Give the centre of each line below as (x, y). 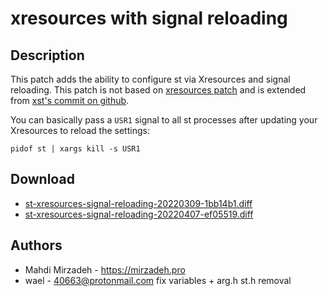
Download (42, 179)
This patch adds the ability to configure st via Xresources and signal (150, 79)
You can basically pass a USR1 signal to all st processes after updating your (164, 120)
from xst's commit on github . (70, 100)
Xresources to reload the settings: (80, 130)
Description (47, 55)
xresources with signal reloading (149, 18)
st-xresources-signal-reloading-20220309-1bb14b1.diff (138, 203)
